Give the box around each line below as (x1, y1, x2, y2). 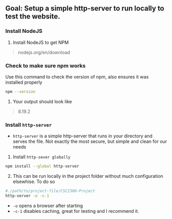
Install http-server (5, 121, 52, 128)
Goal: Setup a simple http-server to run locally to (5, 4, 164, 13)
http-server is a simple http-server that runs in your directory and (12, 133, 153, 139)
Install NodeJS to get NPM (12, 39, 69, 45)
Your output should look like (12, 98, 72, 104)
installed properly (5, 79, 43, 85)
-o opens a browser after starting (12, 203, 83, 209)
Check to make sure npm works (5, 62, 86, 69)
